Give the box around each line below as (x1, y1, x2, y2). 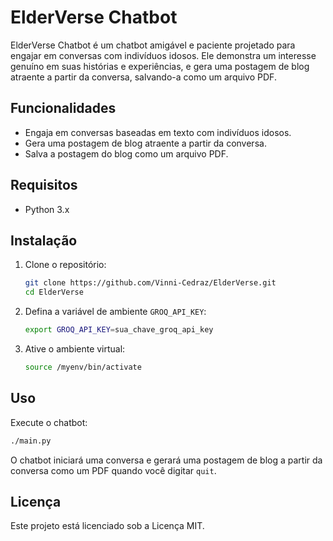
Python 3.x (24, 203, 70, 215)
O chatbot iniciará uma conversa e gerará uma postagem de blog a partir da (10, 454, 323, 466)
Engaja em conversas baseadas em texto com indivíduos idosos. (24, 126, 292, 138)
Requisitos (10, 177, 78, 194)
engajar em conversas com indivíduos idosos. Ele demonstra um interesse (10, 49, 317, 61)
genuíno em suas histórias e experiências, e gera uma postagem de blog (10, 60, 310, 72)
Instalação (10, 232, 78, 249)
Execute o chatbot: (10, 416, 88, 428)
